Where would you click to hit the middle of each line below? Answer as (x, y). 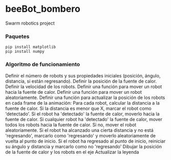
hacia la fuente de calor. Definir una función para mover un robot (74, 92)
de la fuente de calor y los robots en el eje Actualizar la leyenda (72, 152)
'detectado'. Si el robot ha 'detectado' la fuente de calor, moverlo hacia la (82, 114)
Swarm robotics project (30, 23)
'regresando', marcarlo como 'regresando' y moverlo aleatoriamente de (81, 135)
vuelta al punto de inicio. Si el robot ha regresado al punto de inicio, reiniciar (85, 141)
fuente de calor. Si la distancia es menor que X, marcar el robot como (79, 108)
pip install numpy (25, 52)
